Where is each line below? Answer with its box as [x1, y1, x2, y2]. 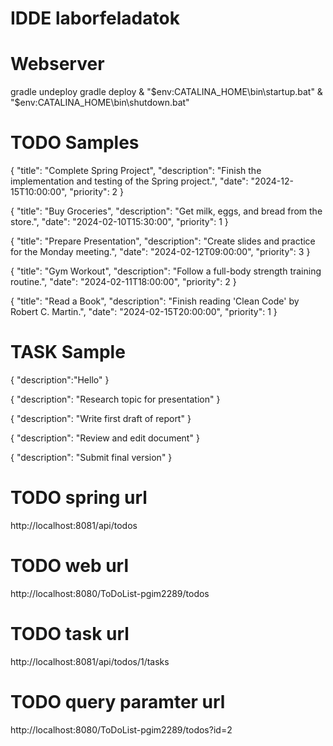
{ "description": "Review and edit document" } [10, 432, 200, 444]
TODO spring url [10, 487, 148, 509]
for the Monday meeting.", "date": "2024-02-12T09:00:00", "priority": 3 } [10, 246, 311, 258]
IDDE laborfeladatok [10, 7, 180, 30]
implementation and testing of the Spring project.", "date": [10, 175, 249, 187]
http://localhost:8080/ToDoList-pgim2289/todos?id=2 [10, 723, 233, 736]
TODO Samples [10, 132, 140, 154]
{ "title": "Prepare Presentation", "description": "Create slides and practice [10, 235, 316, 247]
